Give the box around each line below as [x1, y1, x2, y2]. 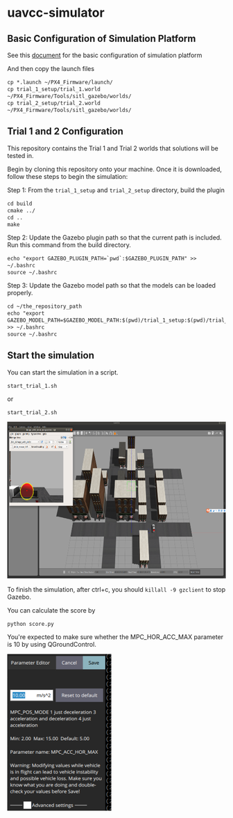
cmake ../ [7, 207, 36, 214]
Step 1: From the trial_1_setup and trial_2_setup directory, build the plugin [7, 186, 225, 194]
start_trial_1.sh [7, 382, 58, 389]
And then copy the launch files [7, 65, 95, 72]
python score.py [7, 620, 54, 627]
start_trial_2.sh [7, 409, 58, 416]
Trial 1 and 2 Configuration [7, 125, 123, 137]
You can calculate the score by [7, 606, 96, 614]
